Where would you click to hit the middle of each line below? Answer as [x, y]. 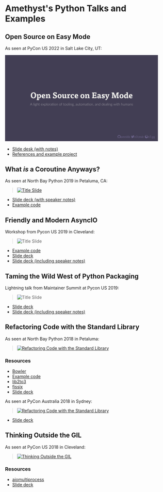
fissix [17, 387]
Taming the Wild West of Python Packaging [72, 276]
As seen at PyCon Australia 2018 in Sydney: [49, 401]
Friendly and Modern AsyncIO [51, 220]
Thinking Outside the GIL [43, 435]
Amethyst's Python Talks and [66, 8]
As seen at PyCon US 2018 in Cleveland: [45, 447]
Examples [25, 19]
